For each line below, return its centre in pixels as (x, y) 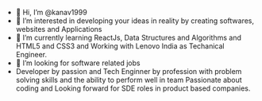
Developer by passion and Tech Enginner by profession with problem (129, 71)
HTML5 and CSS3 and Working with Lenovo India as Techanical (120, 46)
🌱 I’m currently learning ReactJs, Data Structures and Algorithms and (129, 37)
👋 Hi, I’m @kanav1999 (51, 12)
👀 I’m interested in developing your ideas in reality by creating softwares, (135, 21)
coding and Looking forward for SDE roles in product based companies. (133, 88)
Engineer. (31, 54)
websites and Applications (59, 29)
